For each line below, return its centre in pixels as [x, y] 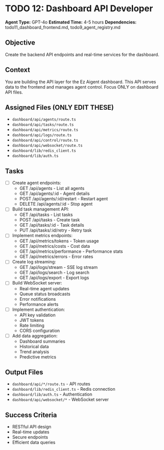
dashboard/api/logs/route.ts [42, 135]
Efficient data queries [34, 442]
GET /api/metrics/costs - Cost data [55, 246]
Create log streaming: [34, 262]
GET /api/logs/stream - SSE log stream [59, 267]
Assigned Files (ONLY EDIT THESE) [59, 107]
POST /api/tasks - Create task [49, 220]
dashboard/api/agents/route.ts [44, 120]
